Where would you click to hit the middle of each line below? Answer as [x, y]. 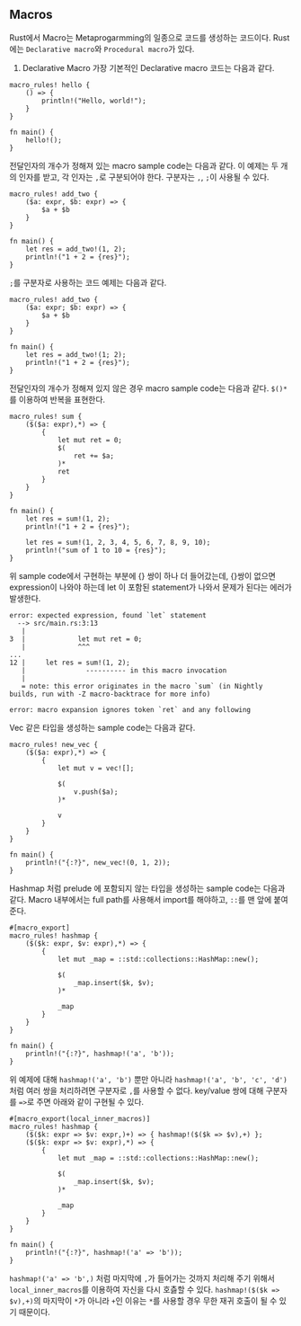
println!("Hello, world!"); [94, 101]
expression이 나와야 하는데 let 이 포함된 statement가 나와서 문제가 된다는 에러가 [150, 587]
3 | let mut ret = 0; [76, 639]
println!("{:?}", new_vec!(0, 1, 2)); [98, 862]
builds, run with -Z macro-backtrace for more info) [110, 694]
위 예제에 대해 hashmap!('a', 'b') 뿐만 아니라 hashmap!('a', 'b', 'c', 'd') [148, 1079]
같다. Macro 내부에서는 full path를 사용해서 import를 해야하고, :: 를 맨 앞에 [141, 899]
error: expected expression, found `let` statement [108, 615]
